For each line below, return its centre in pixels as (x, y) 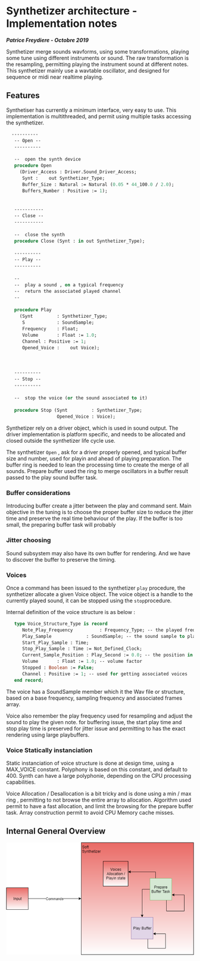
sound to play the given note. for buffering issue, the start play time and (94, 722)
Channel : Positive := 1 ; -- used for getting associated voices (104, 674)
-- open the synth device (48, 159)
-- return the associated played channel (67, 291)
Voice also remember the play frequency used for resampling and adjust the (99, 716)
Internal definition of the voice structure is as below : (71, 612)
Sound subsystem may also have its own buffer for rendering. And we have (98, 553)
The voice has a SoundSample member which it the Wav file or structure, (96, 691)
